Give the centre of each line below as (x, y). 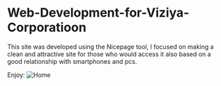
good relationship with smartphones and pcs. (72, 61)
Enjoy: (16, 75)
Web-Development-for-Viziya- (98, 13)
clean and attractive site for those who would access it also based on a (109, 54)
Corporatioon (47, 27)
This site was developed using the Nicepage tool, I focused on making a (110, 46)
